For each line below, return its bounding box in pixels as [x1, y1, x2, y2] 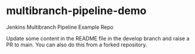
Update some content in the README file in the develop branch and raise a [6, 35, 190, 42]
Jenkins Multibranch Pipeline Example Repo [6, 23, 114, 31]
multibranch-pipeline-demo [6, 4, 147, 18]
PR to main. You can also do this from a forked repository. [6, 41, 147, 48]
